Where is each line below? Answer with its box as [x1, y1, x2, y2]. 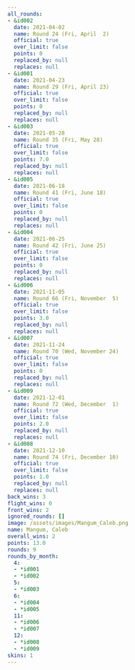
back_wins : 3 [7, 493, 46, 500]
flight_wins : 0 [7, 499, 53, 507]
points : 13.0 [7, 539, 46, 546]
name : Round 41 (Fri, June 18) [13, 189, 107, 196]
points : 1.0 [13, 474, 50, 481]
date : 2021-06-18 [13, 182, 65, 189]
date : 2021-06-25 [13, 235, 65, 243]
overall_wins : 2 [7, 533, 55, 540]
